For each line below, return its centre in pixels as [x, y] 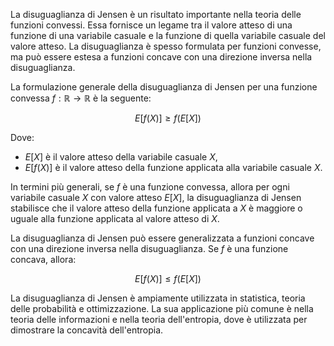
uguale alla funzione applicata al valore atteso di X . [115, 218]
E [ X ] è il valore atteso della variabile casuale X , [121, 157]
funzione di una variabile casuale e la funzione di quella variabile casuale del [168, 35]
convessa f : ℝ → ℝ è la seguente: [81, 98]
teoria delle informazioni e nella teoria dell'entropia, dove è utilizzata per [159, 319]
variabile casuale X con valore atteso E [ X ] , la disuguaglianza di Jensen [156, 197]
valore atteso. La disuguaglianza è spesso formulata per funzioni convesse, [166, 46]
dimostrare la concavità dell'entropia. [87, 330]
